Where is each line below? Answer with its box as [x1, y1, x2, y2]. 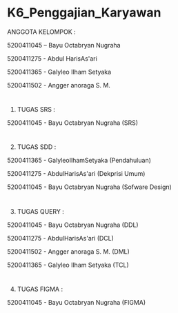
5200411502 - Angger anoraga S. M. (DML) [7, 247, 130, 256]
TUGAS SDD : [17, 143, 57, 151]
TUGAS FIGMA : [17, 285, 63, 293]
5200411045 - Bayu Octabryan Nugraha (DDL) [7, 221, 139, 229]
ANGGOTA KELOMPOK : [7, 28, 76, 36]
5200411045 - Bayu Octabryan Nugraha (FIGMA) [7, 298, 146, 306]
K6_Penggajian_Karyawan [7, 5, 161, 21]
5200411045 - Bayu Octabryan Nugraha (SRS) [7, 119, 139, 127]
